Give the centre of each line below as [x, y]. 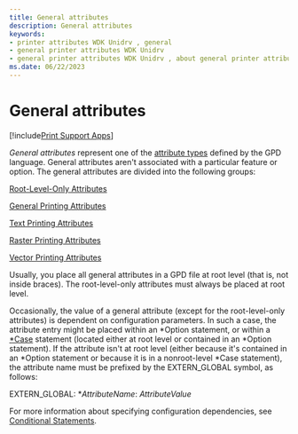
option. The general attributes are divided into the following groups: [133, 171]
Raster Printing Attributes [55, 240]
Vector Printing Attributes [55, 257]
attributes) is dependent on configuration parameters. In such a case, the [143, 320]
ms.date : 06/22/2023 [47, 67]
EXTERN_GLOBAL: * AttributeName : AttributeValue [101, 394]
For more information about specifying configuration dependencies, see [141, 411]
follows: [24, 376]
